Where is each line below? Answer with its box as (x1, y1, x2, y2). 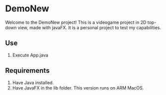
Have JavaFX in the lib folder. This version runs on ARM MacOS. (12, 85, 144, 91)
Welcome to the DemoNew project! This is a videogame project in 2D (5, 19, 147, 25)
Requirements (5, 66, 50, 75)
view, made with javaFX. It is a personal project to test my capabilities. (17, 24, 162, 30)
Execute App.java (12, 52, 49, 58)
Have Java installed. (12, 80, 54, 86)
